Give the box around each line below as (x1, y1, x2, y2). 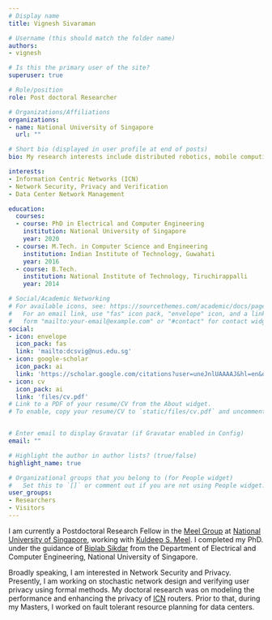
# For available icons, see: (8, 302, 107, 310)
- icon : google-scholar (8, 355, 89, 363)
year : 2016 (23, 257, 60, 266)
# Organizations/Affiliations (8, 108, 111, 116)
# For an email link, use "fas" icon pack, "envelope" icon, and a (8, 310, 249, 318)
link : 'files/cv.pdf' (15, 392, 89, 401)
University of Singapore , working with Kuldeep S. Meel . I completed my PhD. (8, 534, 264, 544)
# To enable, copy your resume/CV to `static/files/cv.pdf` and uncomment (8, 408, 266, 416)
